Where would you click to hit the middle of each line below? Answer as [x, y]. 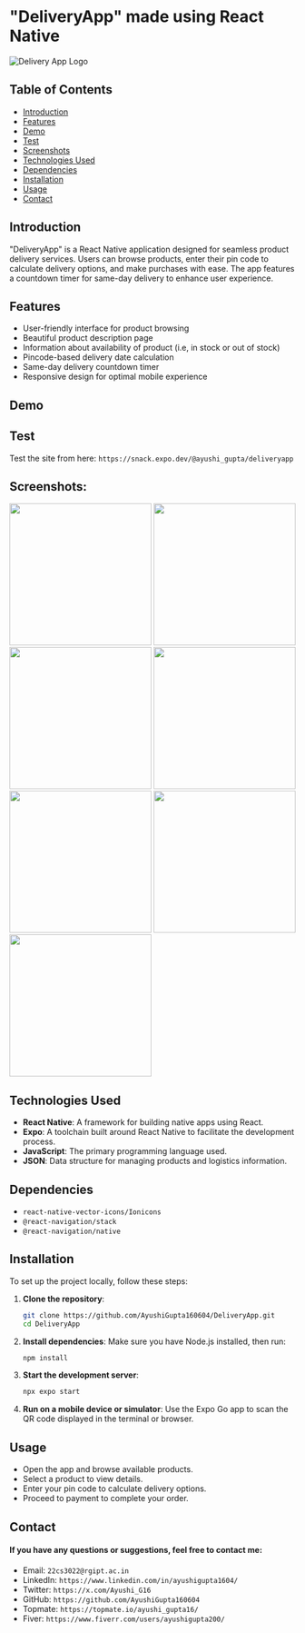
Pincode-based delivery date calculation [98, 357]
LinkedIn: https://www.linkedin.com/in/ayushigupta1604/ [130, 1579]
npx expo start [51, 1392]
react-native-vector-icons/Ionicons [92, 1212]
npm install [45, 1358]
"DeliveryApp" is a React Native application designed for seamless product [149, 249]
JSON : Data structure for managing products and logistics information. [155, 1161]
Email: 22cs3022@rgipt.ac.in [76, 1570]
